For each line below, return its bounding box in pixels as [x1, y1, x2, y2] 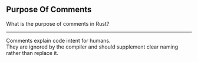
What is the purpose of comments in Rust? [6, 20, 110, 27]
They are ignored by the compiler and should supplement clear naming [6, 43, 179, 50]
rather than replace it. [6, 49, 59, 56]
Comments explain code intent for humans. [6, 37, 111, 44]
